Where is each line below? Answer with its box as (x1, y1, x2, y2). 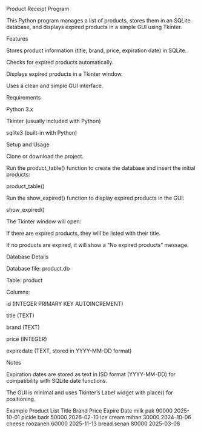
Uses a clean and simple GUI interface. (6, 82, 104, 89)
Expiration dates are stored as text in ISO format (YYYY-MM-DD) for (6, 371, 176, 378)
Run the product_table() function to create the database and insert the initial (6, 164, 196, 172)
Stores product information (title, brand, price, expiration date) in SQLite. (6, 47, 187, 54)
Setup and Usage (6, 141, 50, 148)
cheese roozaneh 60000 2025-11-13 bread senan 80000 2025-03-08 (6, 420, 180, 427)
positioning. (6, 396, 36, 402)
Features (6, 35, 28, 42)
